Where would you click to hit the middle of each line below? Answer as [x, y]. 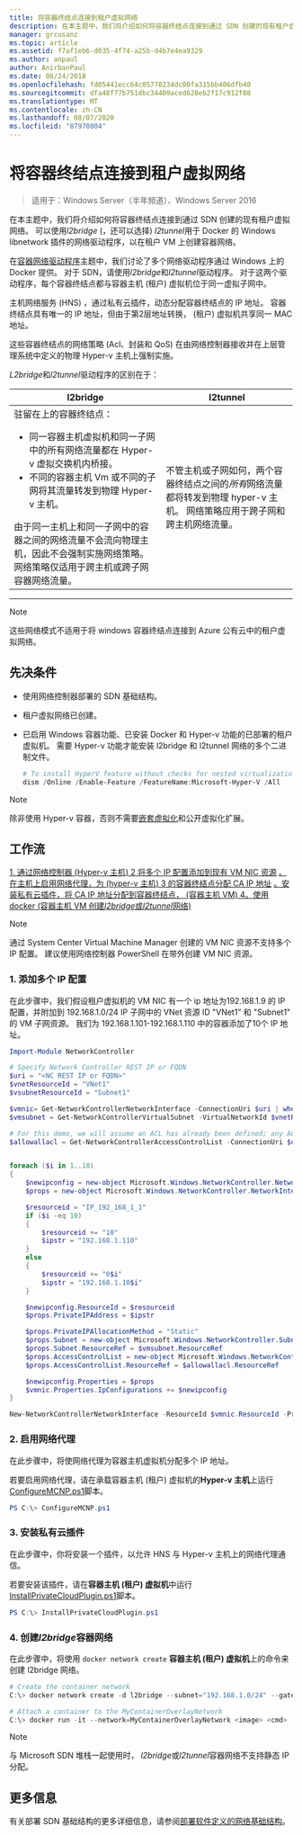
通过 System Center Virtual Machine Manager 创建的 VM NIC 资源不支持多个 [151, 943]
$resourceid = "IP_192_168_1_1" [86, 1207]
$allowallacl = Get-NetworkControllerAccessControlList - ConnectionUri [146, 1142]
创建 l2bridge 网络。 [47, 1669]
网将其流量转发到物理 [74, 490]
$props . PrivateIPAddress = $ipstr [90, 1316]
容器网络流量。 [46, 580]
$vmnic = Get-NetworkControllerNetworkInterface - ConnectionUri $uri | [144, 1109]
